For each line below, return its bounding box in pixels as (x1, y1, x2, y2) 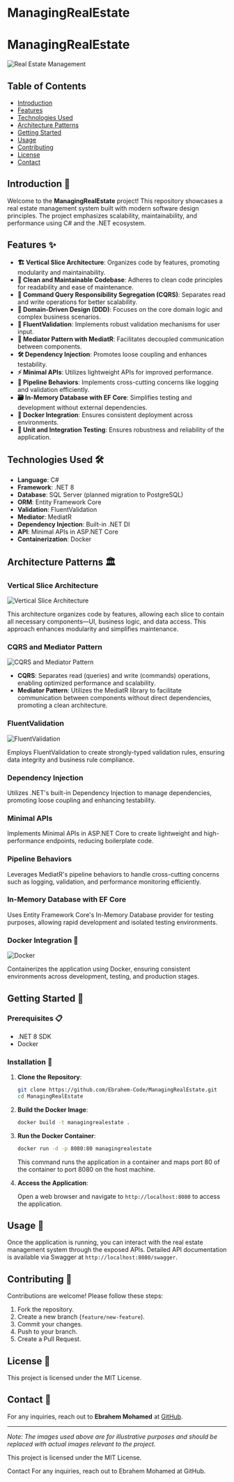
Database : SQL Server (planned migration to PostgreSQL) (17, 490, 184, 499)
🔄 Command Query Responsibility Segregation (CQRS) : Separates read (17, 290, 226, 298)
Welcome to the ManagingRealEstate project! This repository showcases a (7, 197, 223, 205)
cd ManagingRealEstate (17, 1093, 84, 1100)
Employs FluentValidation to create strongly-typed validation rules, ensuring (7, 748, 225, 756)
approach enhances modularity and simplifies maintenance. (7, 625, 179, 633)
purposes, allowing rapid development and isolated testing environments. (7, 918, 218, 926)
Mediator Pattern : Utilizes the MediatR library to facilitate (17, 686, 182, 695)
